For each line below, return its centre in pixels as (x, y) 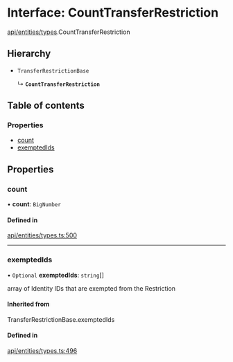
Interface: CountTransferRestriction (113, 13)
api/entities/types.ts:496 (42, 351)
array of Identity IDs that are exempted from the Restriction (91, 288)
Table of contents (46, 106)
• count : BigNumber (34, 204)
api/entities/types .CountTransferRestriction (69, 32)
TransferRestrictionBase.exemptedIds (61, 319)
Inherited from (28, 304)
